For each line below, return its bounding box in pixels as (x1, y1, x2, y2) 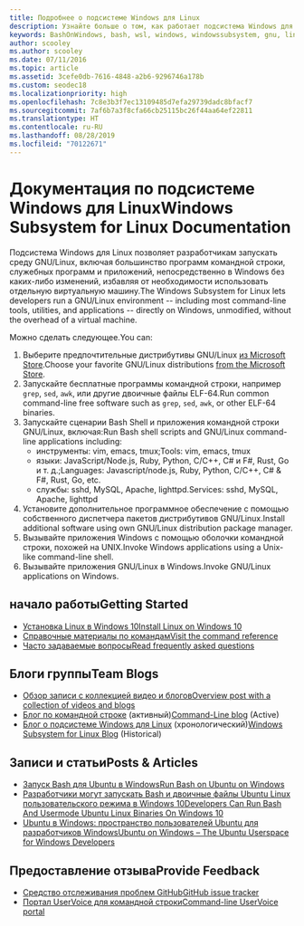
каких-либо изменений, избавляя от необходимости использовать (9, 275, 269, 286)
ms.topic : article (9, 64, 79, 73)
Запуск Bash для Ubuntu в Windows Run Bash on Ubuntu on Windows (22, 779, 285, 790)
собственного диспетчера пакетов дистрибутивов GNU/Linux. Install (22, 512, 285, 523)
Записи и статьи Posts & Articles (9, 755, 199, 770)
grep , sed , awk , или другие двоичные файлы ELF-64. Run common (22, 387, 270, 398)
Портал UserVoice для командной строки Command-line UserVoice (22, 896, 279, 907)
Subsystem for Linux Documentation (9, 216, 291, 237)
